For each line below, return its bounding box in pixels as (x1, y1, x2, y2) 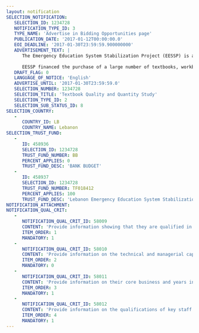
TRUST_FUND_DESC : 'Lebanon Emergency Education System (21, 196, 161, 202)
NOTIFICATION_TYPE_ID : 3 (14, 25, 76, 31)
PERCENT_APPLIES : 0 (21, 158, 70, 164)
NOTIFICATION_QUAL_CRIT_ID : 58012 (21, 301, 108, 307)
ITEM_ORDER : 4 (21, 312, 57, 318)
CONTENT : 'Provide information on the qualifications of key (21, 307, 176, 313)
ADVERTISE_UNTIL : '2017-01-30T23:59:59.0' (14, 81, 120, 87)
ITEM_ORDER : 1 (21, 229, 57, 235)
